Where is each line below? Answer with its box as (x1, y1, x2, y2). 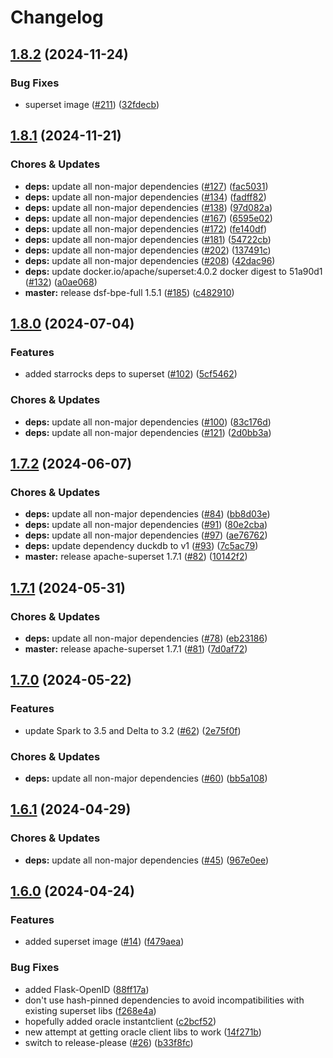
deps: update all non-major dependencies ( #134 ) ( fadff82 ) (24, 191, 267, 203)
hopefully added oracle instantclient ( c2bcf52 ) (24, 1015, 217, 1027)
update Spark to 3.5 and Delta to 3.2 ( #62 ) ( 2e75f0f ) (24, 724, 242, 736)
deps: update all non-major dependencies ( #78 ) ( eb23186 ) (24, 632, 268, 644)
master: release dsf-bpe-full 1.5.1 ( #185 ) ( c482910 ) (24, 286, 235, 298)
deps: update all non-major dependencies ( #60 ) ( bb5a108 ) (24, 772, 268, 784)
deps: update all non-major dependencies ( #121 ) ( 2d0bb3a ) (24, 426, 272, 438)
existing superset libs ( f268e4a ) (24, 1004, 157, 1016)
